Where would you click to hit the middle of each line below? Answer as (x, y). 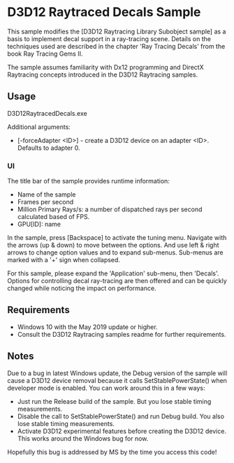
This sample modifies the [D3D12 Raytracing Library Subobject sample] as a (117, 31)
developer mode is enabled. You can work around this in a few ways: (106, 388)
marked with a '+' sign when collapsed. (64, 260)
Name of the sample (46, 195)
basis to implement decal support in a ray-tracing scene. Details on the (109, 38)
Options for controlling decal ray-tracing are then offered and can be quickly (117, 281)
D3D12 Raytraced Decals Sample (104, 12)
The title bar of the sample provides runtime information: (88, 181)
